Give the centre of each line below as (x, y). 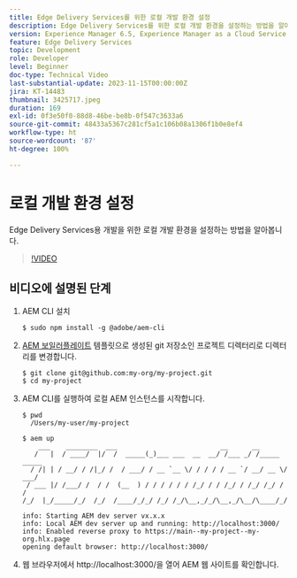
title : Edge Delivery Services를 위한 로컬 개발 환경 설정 (110, 17)
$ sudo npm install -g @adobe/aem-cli (93, 328)
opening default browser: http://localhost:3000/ (115, 547)
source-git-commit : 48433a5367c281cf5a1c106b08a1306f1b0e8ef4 (126, 125)
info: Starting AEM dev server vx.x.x (93, 516)
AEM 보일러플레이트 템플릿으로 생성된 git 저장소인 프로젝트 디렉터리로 (142, 345)
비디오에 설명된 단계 (60, 288)
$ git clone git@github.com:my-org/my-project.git (117, 374)
